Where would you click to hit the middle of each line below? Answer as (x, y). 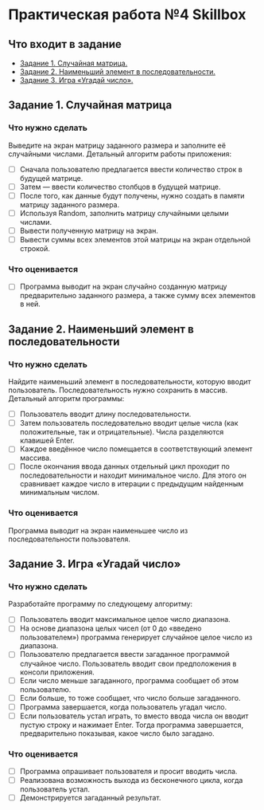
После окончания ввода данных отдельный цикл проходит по (125, 466)
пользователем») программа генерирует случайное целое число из (136, 637)
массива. (35, 458)
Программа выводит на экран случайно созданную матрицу (123, 287)
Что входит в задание (65, 44)
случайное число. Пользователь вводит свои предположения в (128, 663)
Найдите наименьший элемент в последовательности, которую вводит (130, 382)
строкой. (35, 249)
